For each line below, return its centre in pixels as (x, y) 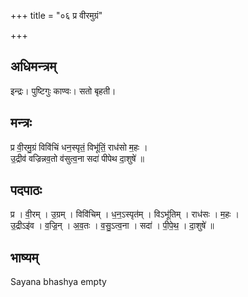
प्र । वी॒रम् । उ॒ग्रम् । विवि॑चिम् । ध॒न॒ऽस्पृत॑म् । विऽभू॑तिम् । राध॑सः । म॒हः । (125, 214)
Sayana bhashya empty (58, 282)
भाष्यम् (24, 257)
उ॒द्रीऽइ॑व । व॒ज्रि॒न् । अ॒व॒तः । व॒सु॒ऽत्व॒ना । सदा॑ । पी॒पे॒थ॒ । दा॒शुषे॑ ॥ (112, 226)
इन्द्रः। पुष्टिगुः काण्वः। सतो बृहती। (63, 91)
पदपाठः (26, 190)
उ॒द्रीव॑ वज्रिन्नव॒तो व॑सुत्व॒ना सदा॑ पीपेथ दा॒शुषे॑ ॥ (77, 158)
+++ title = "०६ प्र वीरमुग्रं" (56, 15)
